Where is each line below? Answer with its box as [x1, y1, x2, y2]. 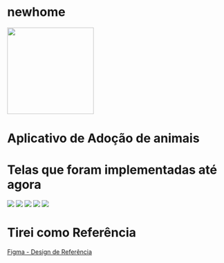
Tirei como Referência [7, 225, 136, 241]
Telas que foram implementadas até [7, 162, 218, 178]
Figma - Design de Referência [7, 248, 92, 256]
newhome [7, 4, 66, 20]
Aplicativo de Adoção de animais [7, 131, 200, 146]
